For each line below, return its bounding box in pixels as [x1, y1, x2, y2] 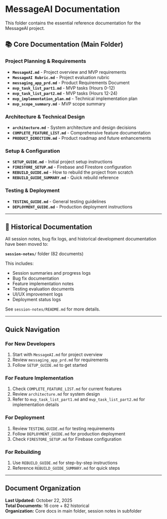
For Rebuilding [5, 448, 41, 455]
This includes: [5, 260, 34, 267]
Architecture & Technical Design [5, 113, 85, 120]
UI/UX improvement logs [12, 291, 63, 297]
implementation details [12, 402, 59, 408]
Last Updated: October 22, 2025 [5, 497, 73, 503]
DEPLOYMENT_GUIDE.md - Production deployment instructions [12, 204, 133, 209]
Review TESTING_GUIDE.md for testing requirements [12, 425, 115, 431]
